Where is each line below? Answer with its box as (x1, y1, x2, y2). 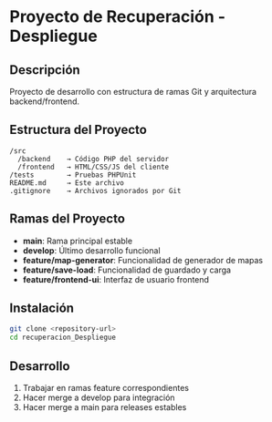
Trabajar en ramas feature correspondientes (22, 383, 190, 393)
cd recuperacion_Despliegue (9, 333, 117, 343)
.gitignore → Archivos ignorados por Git (9, 186, 182, 195)
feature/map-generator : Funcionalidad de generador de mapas (22, 254, 263, 265)
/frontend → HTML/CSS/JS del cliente (17, 162, 170, 171)
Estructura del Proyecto (9, 122, 148, 138)
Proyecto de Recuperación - (9, 6, 226, 27)
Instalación (9, 301, 75, 316)
